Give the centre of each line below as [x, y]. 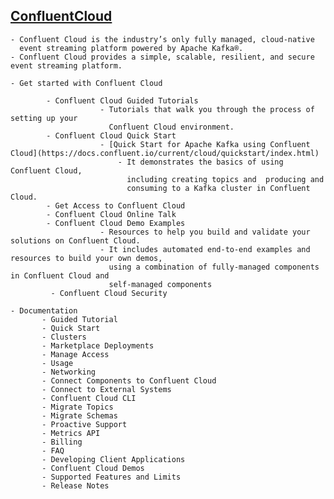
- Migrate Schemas [79, 415]
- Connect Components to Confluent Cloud [129, 380]
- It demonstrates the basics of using [200, 162]
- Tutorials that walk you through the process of [207, 109]
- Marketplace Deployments [98, 345]
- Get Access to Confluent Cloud [116, 205]
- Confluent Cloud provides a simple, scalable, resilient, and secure [162, 57]
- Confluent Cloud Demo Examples [116, 223]
